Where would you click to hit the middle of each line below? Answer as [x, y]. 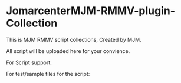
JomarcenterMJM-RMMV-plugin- [91, 11]
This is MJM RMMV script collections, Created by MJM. [74, 39]
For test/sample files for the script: [48, 74]
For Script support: [29, 62]
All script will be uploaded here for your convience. [68, 51]
